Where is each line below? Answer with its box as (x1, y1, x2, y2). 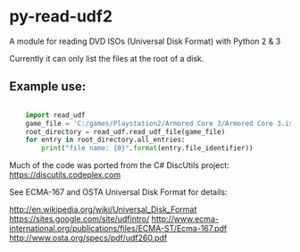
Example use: (9, 79, 87, 95)
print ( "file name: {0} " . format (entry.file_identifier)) (41, 144, 254, 153)
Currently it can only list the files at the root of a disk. (9, 53, 204, 63)
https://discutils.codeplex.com (9, 170, 121, 181)
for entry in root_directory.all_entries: (25, 136, 186, 145)
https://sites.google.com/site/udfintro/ (9, 214, 150, 224)
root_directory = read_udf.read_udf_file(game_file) (25, 127, 226, 136)
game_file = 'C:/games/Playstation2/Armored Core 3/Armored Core (25, 119, 274, 128)
